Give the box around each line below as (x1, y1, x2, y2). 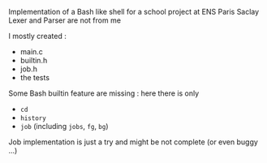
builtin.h (19, 56, 48, 65)
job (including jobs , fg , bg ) (19, 122, 109, 131)
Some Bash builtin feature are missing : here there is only (8, 88, 200, 98)
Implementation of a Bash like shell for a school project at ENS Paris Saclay (8, 7, 260, 16)
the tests (19, 73, 50, 82)
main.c (19, 47, 43, 56)
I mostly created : (8, 32, 67, 41)
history (19, 114, 46, 122)
